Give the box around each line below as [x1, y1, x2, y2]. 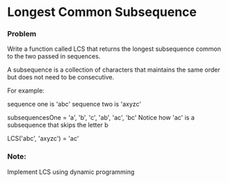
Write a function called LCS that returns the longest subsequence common [7, 45, 221, 53]
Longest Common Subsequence [7, 4, 197, 20]
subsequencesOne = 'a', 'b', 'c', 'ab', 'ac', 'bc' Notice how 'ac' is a [7, 113, 195, 122]
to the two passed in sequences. [7, 52, 101, 61]
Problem [7, 29, 37, 39]
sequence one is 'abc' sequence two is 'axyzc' [7, 100, 142, 109]
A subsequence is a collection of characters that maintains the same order [7, 65, 220, 74]
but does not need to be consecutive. [7, 73, 115, 81]
